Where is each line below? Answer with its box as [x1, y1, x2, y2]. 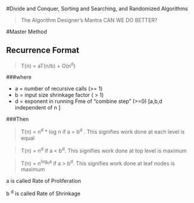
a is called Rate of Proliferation [6, 177, 82, 185]
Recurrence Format [6, 45, 79, 55]
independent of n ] [14, 104, 61, 111]
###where [6, 74, 32, 81]
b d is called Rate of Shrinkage [6, 189, 81, 197]
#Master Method [6, 28, 48, 35]
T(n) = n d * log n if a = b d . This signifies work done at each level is [20, 127, 185, 136]
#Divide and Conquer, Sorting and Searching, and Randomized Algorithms [6, 5, 189, 12]
